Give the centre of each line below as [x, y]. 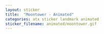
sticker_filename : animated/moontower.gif [51, 24]
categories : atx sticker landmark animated [52, 19]
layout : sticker [22, 10]
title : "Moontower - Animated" [40, 14]
